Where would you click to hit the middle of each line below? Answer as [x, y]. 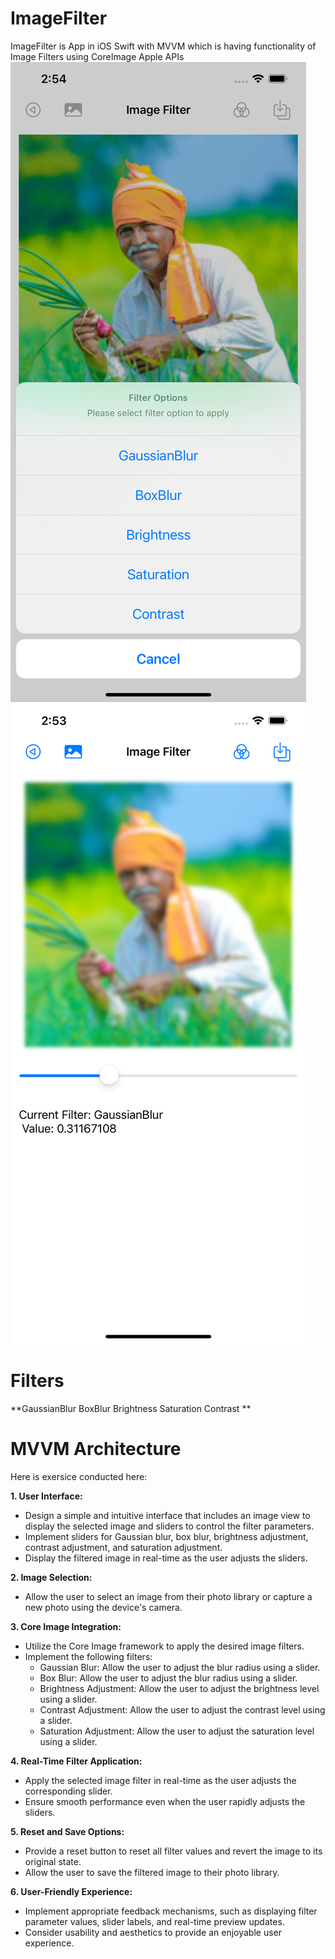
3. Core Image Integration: [66, 1626]
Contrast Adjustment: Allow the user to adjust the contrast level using [182, 1709]
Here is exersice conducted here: [79, 1476]
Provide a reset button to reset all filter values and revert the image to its [173, 1851]
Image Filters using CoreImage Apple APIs [97, 56]
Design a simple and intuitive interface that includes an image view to [167, 1515]
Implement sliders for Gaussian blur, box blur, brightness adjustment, [166, 1536]
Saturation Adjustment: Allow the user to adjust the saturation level [177, 1731]
